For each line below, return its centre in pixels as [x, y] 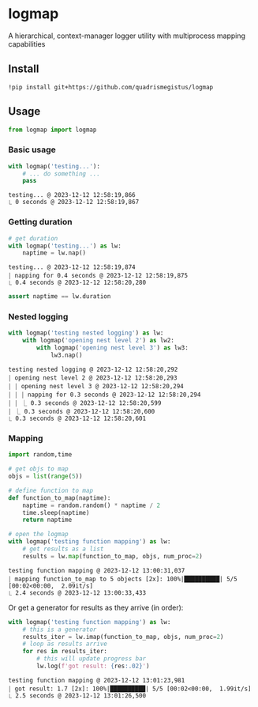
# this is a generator [60, 629]
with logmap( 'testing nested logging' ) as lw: [86, 333]
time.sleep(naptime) [56, 512]
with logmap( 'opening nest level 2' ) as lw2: [99, 341]
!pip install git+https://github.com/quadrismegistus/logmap [111, 87]
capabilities [27, 43]
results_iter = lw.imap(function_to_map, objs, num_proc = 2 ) [123, 637]
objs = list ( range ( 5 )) [45, 476]
